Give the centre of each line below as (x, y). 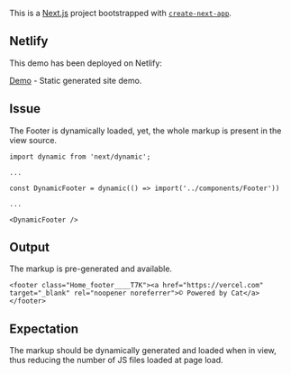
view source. (33, 140)
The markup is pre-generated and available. (91, 269)
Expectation (44, 328)
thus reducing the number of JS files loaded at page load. (116, 360)
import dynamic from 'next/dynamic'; (80, 157)
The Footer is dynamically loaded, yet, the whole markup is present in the (145, 131)
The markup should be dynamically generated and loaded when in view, (143, 351)
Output (29, 247)
